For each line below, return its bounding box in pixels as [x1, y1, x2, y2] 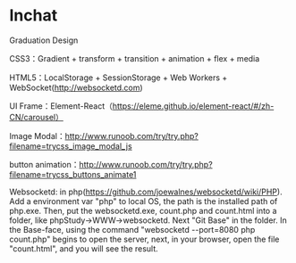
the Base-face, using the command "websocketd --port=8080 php [9, 224, 256, 234]
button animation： [9, 159, 80, 169]
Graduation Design [9, 35, 79, 45]
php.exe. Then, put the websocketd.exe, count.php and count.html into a [9, 205, 277, 216]
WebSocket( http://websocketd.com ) [9, 82, 143, 93]
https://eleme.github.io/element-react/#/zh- [112, 100, 275, 111]
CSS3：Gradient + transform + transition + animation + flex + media [9, 53, 260, 63]
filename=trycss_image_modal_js [9, 140, 132, 152]
